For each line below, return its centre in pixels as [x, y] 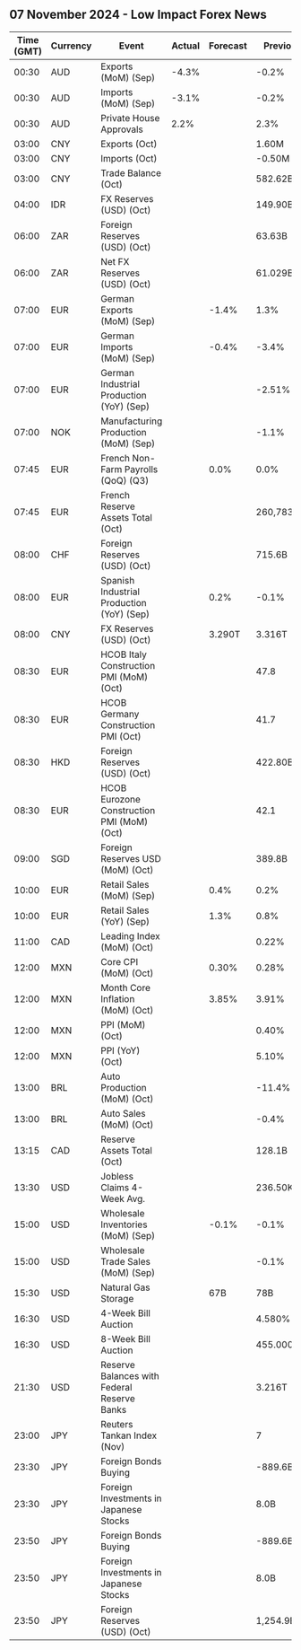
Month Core [125, 987]
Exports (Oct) [129, 144]
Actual [185, 46]
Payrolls [141, 469]
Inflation [117, 998]
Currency [71, 46]
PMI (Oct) [120, 736]
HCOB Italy [124, 654]
